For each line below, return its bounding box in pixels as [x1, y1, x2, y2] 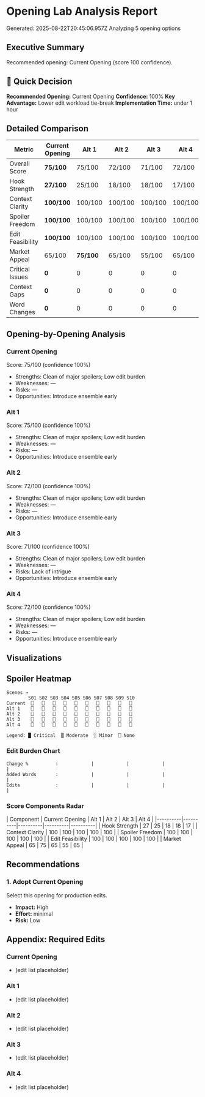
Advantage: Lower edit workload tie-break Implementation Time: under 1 [6, 99, 193, 107]
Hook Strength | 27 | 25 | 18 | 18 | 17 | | [101, 822, 198, 829]
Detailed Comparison [6, 123, 89, 134]
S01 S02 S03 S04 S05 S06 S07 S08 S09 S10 [28, 695, 135, 701]
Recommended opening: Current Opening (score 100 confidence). [6, 58, 173, 66]
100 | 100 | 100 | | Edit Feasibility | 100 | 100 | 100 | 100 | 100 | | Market [6, 835, 181, 843]
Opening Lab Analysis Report [6, 4, 157, 18]
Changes [9, 308, 35, 317]
